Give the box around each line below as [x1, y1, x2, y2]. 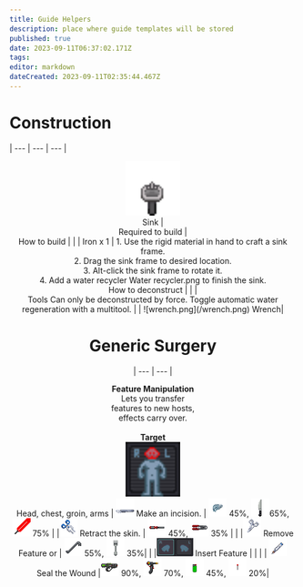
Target [139, 431, 167, 442]
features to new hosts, [110, 402, 196, 413]
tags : [9, 53, 30, 63]
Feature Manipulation [111, 383, 195, 394]
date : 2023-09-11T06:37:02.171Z [9, 44, 132, 53]
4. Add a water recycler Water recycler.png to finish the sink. [39, 274, 267, 286]
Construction [9, 113, 112, 134]
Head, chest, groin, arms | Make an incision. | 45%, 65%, [16, 508, 289, 519]
